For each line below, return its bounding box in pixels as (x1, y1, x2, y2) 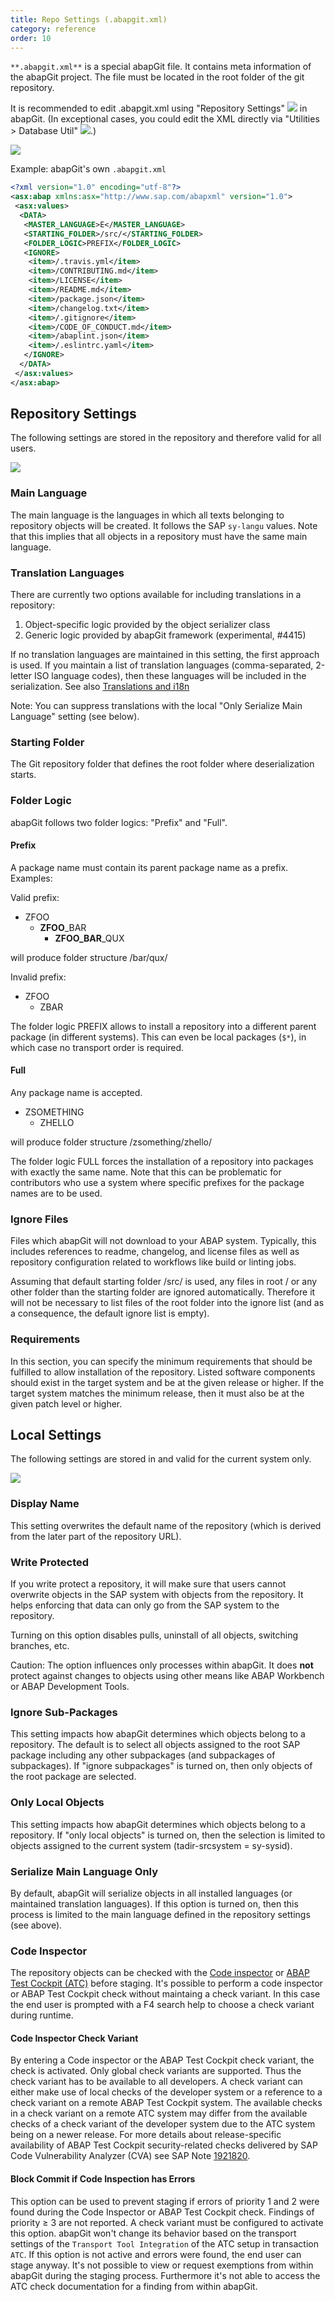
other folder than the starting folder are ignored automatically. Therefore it (10, 1286, 316, 1298)
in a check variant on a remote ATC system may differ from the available (10, 2107, 308, 2120)
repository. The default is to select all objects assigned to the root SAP (10, 1739, 301, 1751)
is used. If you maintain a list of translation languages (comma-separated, (10, 659, 314, 671)
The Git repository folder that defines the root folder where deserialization (10, 758, 315, 770)
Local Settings (10, 1427, 102, 1444)
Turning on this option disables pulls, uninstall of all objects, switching (10, 1629, 299, 1641)
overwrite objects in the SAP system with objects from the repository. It (10, 1589, 304, 1601)
